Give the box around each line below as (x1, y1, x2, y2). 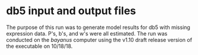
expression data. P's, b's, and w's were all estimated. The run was (6, 30, 168, 37)
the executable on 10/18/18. (6, 43, 73, 50)
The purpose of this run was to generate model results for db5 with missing (6, 24, 191, 31)
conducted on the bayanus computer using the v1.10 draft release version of (6, 36, 193, 43)
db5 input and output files (6, 4, 136, 18)
